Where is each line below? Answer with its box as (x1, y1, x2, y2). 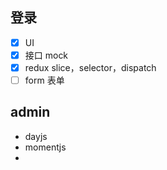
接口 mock (24, 49, 69, 61)
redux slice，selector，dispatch (24, 61, 157, 73)
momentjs (24, 141, 67, 153)
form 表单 (24, 74, 65, 86)
